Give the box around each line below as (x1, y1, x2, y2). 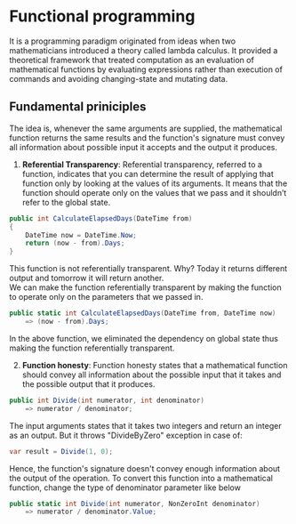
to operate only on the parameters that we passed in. (9, 292, 204, 302)
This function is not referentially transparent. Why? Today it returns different (9, 263, 288, 274)
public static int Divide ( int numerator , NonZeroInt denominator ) (9, 499, 260, 508)
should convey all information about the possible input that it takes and (21, 369, 282, 380)
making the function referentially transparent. (9, 343, 175, 353)
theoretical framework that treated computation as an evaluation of (9, 54, 255, 65)
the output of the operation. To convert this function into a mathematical (9, 472, 274, 483)
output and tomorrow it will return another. (9, 273, 164, 284)
